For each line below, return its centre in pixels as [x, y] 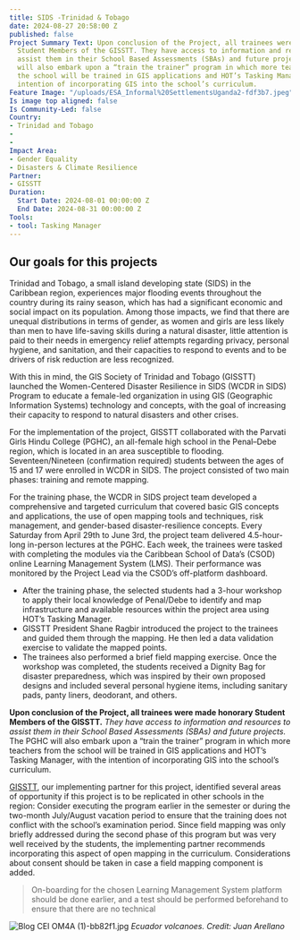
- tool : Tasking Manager [55, 226]
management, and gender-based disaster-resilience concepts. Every [136, 526]
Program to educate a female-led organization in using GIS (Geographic [141, 396]
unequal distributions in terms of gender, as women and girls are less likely [147, 321]
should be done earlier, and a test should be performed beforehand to [159, 900]
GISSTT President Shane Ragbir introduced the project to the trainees [150, 628]
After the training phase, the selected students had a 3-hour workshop [152, 591]
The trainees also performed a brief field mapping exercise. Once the [149, 657]
